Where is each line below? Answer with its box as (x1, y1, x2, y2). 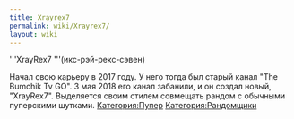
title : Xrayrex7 (9, 13, 70, 22)
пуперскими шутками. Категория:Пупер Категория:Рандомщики (9, 100, 257, 111)
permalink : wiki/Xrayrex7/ (9, 21, 110, 30)
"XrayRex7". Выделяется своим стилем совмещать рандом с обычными (9, 90, 285, 101)
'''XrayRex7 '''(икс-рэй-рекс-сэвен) (9, 55, 145, 65)
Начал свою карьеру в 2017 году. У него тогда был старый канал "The (9, 72, 278, 82)
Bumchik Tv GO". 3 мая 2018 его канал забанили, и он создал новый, (9, 81, 272, 92)
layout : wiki (9, 30, 58, 38)
